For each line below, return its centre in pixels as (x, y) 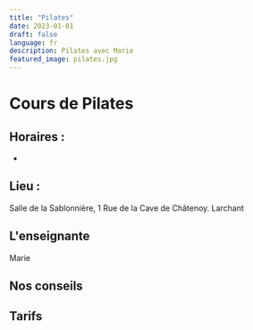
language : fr (34, 43)
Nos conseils (46, 287)
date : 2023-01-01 (42, 26)
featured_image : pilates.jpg (63, 59)
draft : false (34, 34)
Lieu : (25, 186)
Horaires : (37, 137)
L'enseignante (50, 236)
